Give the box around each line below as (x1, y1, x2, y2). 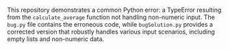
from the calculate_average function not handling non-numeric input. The (7, 13, 216, 21)
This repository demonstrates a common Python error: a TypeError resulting (7, 6, 222, 14)
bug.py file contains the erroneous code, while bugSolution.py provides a (7, 21, 214, 28)
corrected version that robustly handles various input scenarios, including (7, 27, 216, 36)
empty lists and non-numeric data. (7, 35, 105, 43)
